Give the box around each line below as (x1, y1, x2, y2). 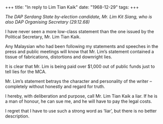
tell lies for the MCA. (5, 69, 47, 75)
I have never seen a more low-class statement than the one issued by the (5, 29, 154, 34)
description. (5, 113, 30, 119)
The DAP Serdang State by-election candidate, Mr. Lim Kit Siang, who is (5, 14, 152, 19)
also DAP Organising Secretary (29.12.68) (5, 19, 90, 25)
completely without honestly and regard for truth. (5, 83, 105, 89)
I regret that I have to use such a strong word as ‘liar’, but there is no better (5, 108, 157, 114)
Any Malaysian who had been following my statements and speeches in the (5, 43, 159, 49)
